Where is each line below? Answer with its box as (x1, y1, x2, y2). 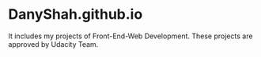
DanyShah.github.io (8, 5, 143, 23)
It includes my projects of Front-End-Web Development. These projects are (8, 31, 253, 41)
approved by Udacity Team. (8, 39, 99, 48)
